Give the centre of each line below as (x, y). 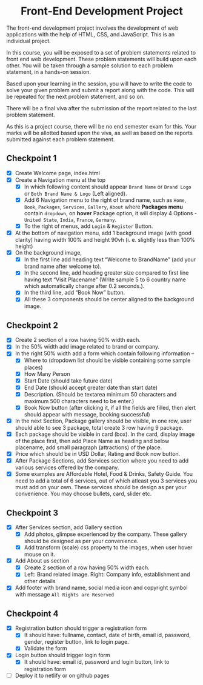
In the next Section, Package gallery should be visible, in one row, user (103, 421)
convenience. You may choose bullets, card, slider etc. (83, 494)
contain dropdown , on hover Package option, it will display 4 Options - (110, 213)
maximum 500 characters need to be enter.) (79, 401)
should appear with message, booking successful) (87, 414)
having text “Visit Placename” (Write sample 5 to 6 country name (105, 279)
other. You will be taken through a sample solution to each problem (90, 65)
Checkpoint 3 (32, 513)
